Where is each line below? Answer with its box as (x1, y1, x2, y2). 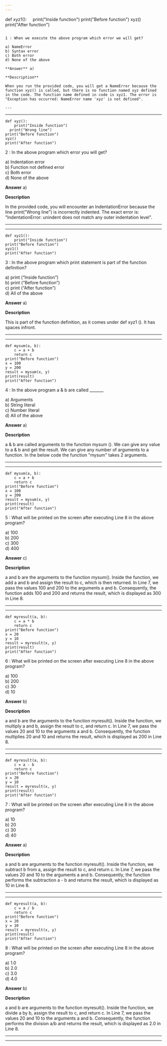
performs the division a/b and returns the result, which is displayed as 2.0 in (5, 1020, 161, 1026)
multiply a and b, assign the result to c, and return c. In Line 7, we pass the (5, 723, 158, 729)
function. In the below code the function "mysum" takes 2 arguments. (5, 452, 148, 458)
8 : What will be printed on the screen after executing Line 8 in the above (5, 944, 154, 951)
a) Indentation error (5, 159, 45, 165)
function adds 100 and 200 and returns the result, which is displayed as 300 (5, 590, 162, 596)
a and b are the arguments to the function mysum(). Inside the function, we (5, 574, 159, 580)
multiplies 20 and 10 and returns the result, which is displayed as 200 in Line (5, 733, 162, 739)
